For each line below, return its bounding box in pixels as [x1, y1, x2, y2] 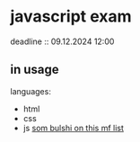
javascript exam [10, 6, 133, 27]
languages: [10, 85, 52, 96]
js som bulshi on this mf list [22, 122, 125, 133]
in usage [10, 62, 59, 77]
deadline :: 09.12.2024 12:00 [10, 36, 115, 47]
